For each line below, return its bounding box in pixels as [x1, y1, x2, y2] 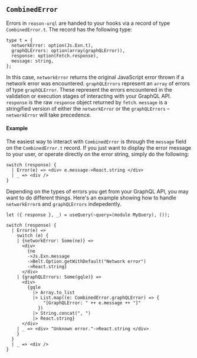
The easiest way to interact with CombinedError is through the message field [6, 138, 187, 145]
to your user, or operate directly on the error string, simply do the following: [6, 151, 189, 158]
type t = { [6, 37, 33, 43]
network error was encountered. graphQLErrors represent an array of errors [6, 80, 190, 87]
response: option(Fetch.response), [11, 53, 99, 59]
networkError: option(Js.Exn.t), [11, 42, 94, 49]
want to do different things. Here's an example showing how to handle [6, 194, 177, 201]
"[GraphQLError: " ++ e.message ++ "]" [43, 300, 142, 306]
